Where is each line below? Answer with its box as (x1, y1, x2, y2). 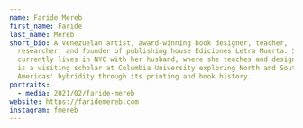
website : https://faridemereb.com (9, 96, 140, 106)
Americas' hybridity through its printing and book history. (17, 72, 252, 81)
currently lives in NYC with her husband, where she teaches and (17, 55, 269, 64)
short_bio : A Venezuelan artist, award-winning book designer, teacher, (9, 38, 289, 48)
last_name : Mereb (9, 30, 75, 39)
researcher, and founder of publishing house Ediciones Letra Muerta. (17, 47, 289, 56)
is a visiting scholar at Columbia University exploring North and (17, 64, 277, 73)
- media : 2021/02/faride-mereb (17, 88, 135, 97)
